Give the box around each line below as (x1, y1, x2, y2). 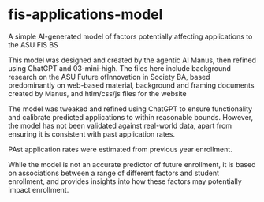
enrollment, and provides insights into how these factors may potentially (8, 176, 242, 186)
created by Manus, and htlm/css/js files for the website (8, 88, 187, 98)
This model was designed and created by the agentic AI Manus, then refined (8, 55, 257, 65)
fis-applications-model (8, 6, 163, 24)
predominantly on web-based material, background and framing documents (8, 80, 255, 90)
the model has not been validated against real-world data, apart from (8, 121, 232, 130)
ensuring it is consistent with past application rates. (8, 129, 176, 139)
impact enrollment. (8, 185, 69, 194)
